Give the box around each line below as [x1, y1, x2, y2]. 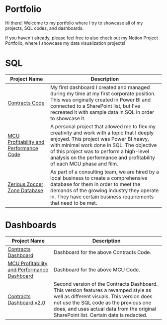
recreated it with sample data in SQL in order [50, 108, 155, 115]
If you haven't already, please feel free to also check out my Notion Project [5, 35, 158, 41]
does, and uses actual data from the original [54, 305, 157, 312]
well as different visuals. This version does [54, 293, 153, 300]
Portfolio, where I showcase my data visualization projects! [5, 40, 126, 46]
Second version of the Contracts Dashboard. [54, 280, 158, 287]
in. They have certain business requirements [50, 193, 154, 200]
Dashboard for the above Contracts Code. [54, 248, 152, 255]
